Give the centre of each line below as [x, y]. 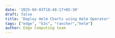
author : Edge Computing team [35, 28]
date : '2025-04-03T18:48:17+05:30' [42, 10]
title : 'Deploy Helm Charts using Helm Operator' [58, 19]
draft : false [19, 14]
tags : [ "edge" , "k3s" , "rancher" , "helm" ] [49, 23]
